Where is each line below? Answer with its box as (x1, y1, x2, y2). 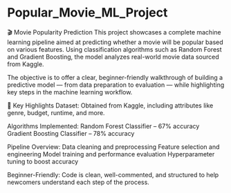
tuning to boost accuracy (7, 157, 79, 165)
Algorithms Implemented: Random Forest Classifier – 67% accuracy (7, 122, 200, 130)
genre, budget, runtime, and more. (7, 108, 105, 116)
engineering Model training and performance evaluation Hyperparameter (7, 150, 215, 158)
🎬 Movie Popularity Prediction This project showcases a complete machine (7, 28, 221, 36)
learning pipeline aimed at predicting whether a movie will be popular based (7, 38, 223, 46)
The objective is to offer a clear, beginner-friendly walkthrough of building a (7, 73, 223, 81)
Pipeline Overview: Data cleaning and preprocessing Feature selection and (7, 143, 220, 151)
